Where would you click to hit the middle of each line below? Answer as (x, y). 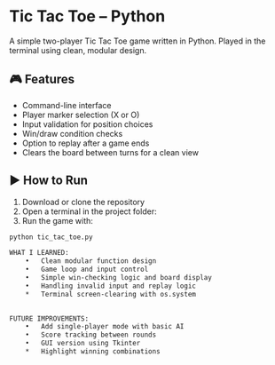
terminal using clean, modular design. (78, 50)
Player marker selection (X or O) (81, 115)
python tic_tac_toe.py (51, 237)
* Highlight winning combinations (93, 352)
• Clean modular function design (91, 261)
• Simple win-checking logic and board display (119, 278)
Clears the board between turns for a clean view (110, 152)
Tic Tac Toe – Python (87, 16)
